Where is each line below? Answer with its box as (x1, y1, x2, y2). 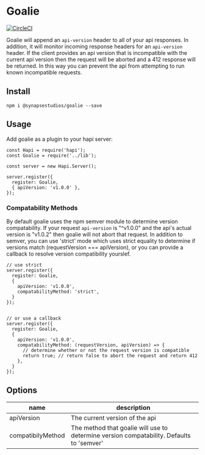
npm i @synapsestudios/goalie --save (6, 102, 103, 109)
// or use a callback (6, 315, 62, 321)
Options (6, 385, 38, 396)
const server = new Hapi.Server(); (6, 163, 97, 169)
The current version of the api (71, 414, 157, 422)
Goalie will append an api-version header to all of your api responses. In (6, 36, 189, 43)
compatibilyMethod (9, 431, 65, 440)
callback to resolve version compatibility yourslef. (6, 250, 131, 257)
